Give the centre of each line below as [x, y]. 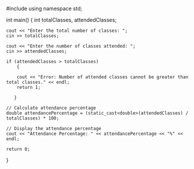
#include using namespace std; [44, 9]
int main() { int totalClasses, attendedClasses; [61, 20]
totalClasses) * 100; [33, 118]
